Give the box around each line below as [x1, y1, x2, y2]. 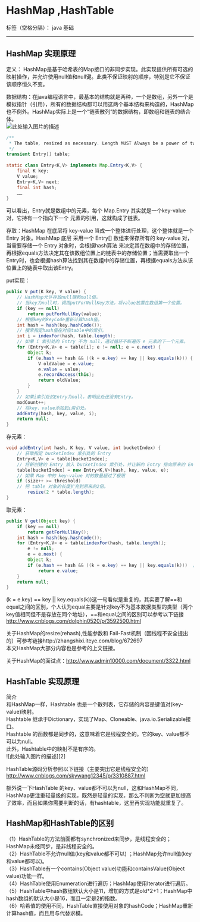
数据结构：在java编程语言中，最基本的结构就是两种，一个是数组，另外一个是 [6, 93, 193, 100]
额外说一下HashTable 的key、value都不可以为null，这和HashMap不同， [6, 785, 182, 792]
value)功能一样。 [6, 872, 48, 879]
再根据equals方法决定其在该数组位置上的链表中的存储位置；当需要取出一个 [6, 249, 189, 256]
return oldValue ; [37, 377, 82, 384]
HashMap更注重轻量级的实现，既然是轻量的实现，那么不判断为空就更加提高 [6, 792, 192, 799]
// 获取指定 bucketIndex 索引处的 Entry [17, 450, 111, 456]
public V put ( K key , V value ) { [6, 289, 86, 295]
